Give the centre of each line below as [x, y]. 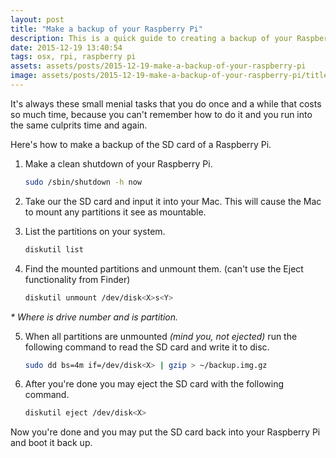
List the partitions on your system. [95, 231]
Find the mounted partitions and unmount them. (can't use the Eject [164, 268]
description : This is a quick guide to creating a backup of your [151, 38]
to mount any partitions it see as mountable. [115, 212]
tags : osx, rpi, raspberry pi [73, 57]
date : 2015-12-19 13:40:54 [66, 47]
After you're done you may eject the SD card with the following [154, 384]
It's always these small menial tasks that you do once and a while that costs [166, 103]
